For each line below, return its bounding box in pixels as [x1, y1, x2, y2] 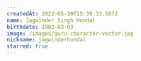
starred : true [6, 43, 49, 50]
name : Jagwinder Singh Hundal [6, 17, 96, 24]
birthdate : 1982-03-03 [6, 23, 74, 30]
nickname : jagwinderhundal [6, 36, 86, 43]
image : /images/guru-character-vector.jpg [6, 29, 134, 37]
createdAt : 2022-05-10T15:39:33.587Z [6, 10, 118, 18]
